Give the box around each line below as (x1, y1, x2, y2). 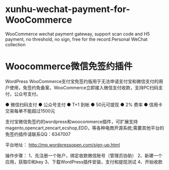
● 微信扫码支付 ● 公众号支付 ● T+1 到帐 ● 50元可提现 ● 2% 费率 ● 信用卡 (5, 102, 163, 108)
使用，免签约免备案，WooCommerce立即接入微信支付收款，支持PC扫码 (9, 84, 159, 91)
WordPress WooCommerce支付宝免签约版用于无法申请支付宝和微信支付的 (5, 78, 159, 84)
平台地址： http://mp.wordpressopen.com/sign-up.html (5, 142, 120, 148)
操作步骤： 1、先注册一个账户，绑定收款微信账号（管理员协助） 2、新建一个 (5, 152, 163, 158)
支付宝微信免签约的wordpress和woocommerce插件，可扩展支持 (5, 118, 138, 124)
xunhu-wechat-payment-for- (5, 4, 130, 15)
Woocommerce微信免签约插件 (5, 61, 133, 72)
